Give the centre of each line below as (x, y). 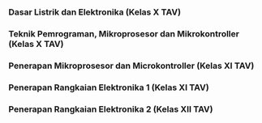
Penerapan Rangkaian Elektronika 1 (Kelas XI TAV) (109, 87)
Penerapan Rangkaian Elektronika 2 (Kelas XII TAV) (111, 109)
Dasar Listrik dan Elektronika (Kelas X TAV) (94, 12)
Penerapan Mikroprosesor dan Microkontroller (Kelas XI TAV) (131, 66)
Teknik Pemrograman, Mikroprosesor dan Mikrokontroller (124, 33)
